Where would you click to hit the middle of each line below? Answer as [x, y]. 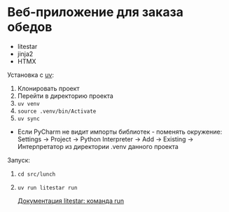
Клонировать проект [48, 88]
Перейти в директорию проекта [65, 96]
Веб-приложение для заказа [95, 12]
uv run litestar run [47, 188]
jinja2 [25, 54]
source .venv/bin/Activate [57, 111]
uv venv [28, 104]
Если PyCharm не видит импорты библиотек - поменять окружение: [120, 132]
